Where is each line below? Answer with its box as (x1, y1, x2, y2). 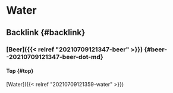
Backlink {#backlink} (6, 27, 86, 38)
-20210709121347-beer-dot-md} (6, 52, 104, 61)
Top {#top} (6, 67, 34, 75)
